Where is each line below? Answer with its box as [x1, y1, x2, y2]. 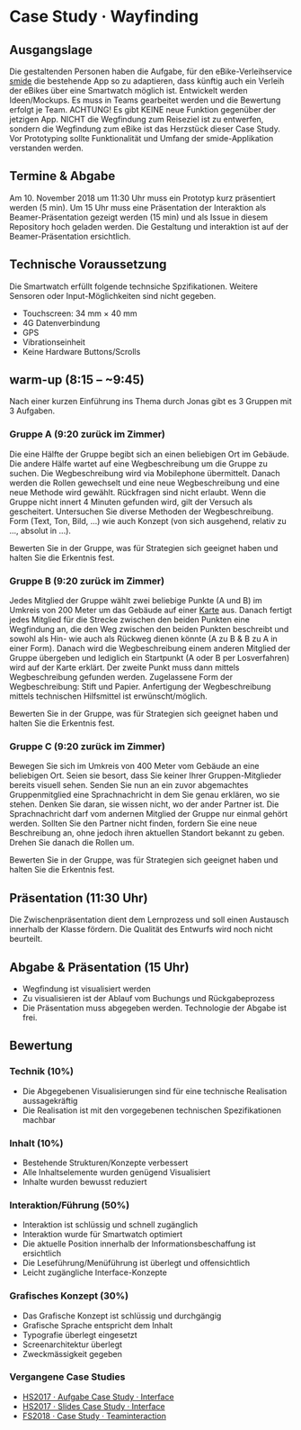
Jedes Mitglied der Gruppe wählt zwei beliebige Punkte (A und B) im [9, 595, 262, 606]
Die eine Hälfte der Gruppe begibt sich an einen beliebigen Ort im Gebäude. [9, 448, 289, 459]
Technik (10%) [9, 1065, 75, 1078]
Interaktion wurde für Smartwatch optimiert [22, 1229, 183, 1240]
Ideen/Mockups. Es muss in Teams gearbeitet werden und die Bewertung [9, 95, 281, 105]
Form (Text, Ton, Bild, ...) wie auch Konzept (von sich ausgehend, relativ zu [9, 515, 288, 526]
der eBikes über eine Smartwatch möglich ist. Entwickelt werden [9, 86, 248, 95]
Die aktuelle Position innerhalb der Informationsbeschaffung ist [22, 1238, 256, 1249]
